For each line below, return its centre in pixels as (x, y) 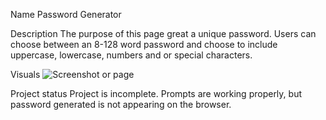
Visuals (25, 74)
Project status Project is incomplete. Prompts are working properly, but (156, 93)
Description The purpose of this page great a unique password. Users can (163, 33)
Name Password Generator (66, 14)
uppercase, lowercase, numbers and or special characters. (131, 55)
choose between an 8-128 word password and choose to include (144, 44)
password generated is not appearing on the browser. (121, 104)
